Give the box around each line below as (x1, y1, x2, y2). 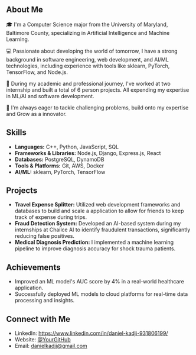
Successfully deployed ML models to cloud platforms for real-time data (14, 291, 188, 298)
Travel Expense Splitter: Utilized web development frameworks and (14, 201, 181, 208)
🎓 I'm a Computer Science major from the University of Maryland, (6, 21, 168, 28)
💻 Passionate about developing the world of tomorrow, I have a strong (6, 47, 178, 54)
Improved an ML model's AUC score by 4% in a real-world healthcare (14, 278, 184, 285)
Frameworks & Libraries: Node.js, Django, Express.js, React (14, 149, 161, 156)
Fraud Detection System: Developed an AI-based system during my (14, 220, 181, 227)
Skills (6, 127, 27, 138)
